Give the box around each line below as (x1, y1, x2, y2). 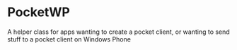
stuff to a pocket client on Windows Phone (7, 35, 131, 43)
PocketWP (7, 4, 71, 20)
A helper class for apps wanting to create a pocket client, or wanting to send (7, 27, 230, 36)
